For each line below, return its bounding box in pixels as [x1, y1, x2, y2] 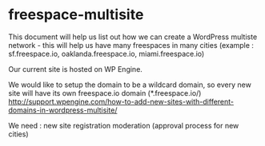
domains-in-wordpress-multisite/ [8, 105, 118, 115]
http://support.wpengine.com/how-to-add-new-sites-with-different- [8, 97, 235, 106]
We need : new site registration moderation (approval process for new [8, 120, 239, 130]
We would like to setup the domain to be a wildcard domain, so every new [8, 80, 252, 89]
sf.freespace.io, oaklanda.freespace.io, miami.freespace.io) [8, 49, 205, 58]
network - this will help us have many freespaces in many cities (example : [8, 40, 255, 49]
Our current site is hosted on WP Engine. [8, 64, 143, 73]
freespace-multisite [8, 6, 144, 24]
